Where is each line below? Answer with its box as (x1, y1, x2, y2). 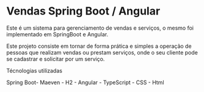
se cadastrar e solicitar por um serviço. (6, 55, 105, 62)
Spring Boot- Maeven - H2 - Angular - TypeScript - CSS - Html (6, 79, 164, 86)
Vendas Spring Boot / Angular (6, 4, 161, 18)
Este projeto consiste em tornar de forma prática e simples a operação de (6, 42, 192, 50)
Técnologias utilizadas (6, 67, 63, 74)
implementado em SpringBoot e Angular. (6, 30, 109, 38)
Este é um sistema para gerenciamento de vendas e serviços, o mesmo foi (6, 24, 194, 31)
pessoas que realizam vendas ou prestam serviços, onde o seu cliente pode (6, 48, 199, 56)
